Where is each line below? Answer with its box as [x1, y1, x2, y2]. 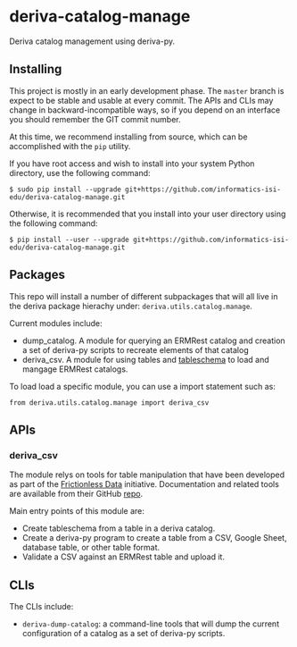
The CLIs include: [9, 601, 74, 612]
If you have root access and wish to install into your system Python [9, 158, 255, 169]
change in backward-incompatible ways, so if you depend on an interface [9, 105, 281, 115]
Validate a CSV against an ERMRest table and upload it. [21, 551, 226, 562]
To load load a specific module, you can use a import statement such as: [9, 381, 276, 391]
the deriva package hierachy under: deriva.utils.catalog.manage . [9, 300, 252, 311]
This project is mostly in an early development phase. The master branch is [9, 85, 285, 96]
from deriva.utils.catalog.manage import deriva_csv [9, 398, 210, 408]
